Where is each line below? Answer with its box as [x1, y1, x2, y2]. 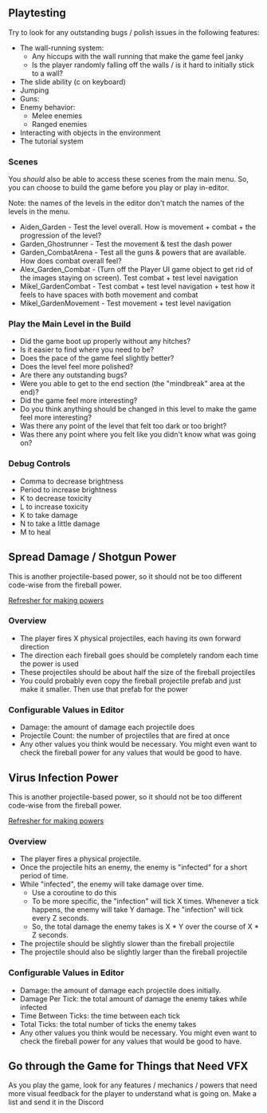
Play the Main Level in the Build [8, 318, 132, 330]
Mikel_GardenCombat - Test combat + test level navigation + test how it [19, 282, 255, 291]
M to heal [19, 527, 51, 537]
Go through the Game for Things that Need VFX [8, 1059, 249, 1072]
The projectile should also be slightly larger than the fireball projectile [19, 947, 248, 957]
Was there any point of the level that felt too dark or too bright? [19, 421, 227, 431]
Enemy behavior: [19, 102, 76, 112]
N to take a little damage [19, 519, 100, 528]
